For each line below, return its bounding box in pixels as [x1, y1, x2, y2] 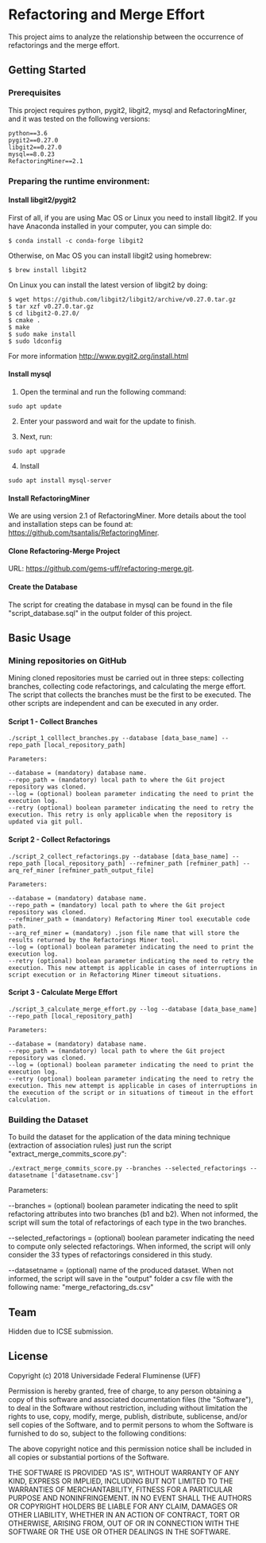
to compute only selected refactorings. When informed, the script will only [8, 1241, 252, 1251]
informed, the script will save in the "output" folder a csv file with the [8, 1274, 233, 1284]
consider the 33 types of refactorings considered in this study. [8, 1250, 213, 1260]
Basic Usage [8, 631, 71, 645]
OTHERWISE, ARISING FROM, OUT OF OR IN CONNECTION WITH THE [8, 1518, 240, 1528]
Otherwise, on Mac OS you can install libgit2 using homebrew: [8, 251, 212, 260]
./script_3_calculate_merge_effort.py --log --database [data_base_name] [8, 1005, 258, 1013]
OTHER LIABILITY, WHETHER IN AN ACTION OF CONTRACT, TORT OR [8, 1510, 240, 1519]
